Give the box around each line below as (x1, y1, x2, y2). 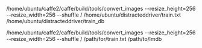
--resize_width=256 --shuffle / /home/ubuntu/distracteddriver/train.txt (6, 11, 181, 18)
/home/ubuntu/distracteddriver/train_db (6, 18, 105, 24)
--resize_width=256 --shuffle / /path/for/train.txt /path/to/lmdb (6, 36, 162, 42)
